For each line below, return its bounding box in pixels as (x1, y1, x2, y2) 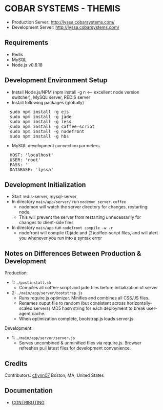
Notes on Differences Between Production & (4, 249, 142, 257)
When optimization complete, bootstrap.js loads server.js (19, 316, 134, 322)
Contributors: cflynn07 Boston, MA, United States (4, 372, 104, 378)
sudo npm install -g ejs (9, 109, 69, 114)
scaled (19, 305, 33, 311)
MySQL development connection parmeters (11, 142, 100, 148)
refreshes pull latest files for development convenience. (19, 345, 131, 351)
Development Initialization (4, 181, 86, 189)
